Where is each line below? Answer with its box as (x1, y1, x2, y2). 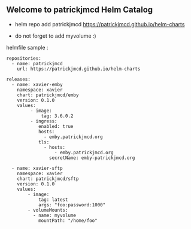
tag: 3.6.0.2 (41, 113, 74, 119)
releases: (6, 76, 31, 83)
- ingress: (30, 118, 58, 124)
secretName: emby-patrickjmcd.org (48, 155, 135, 161)
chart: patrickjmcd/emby (17, 92, 79, 98)
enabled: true (38, 123, 74, 129)
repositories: (6, 55, 42, 62)
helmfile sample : (6, 44, 48, 51)
